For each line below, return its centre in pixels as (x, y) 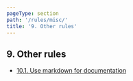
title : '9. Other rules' (42, 26)
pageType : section (33, 13)
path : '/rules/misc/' (37, 20)
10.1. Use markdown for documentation (71, 71)
